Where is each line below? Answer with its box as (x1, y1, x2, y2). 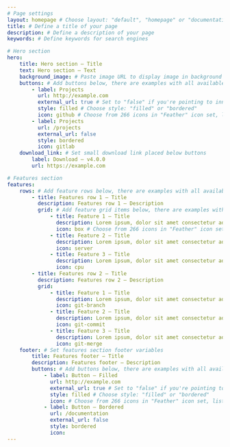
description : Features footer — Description (31, 359, 161, 366)
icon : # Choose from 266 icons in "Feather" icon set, (50, 398, 210, 405)
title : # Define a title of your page (7, 23, 118, 29)
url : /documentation (50, 410, 109, 418)
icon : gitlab (37, 143, 75, 151)
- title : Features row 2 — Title (31, 270, 127, 277)
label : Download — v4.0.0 (31, 156, 106, 163)
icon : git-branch (55, 302, 106, 309)
